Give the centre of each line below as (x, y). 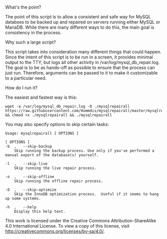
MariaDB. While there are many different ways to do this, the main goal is (80, 27)
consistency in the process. (33, 32)
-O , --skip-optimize (31, 190)
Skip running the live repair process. (55, 168)
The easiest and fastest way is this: (41, 97)
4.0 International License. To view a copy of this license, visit (67, 226)
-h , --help (21, 207)
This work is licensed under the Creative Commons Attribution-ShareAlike (81, 221)
